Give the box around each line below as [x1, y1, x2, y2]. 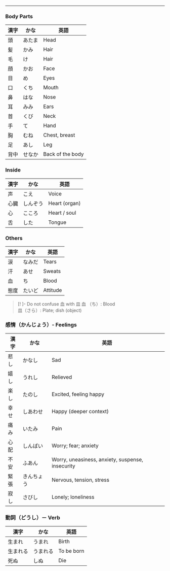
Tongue [48, 219, 67, 226]
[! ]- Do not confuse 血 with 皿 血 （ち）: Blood [17, 300, 115, 307]
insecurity [51, 462, 75, 469]
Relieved [51, 374, 72, 381]
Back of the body [43, 151, 84, 158]
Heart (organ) [48, 199, 81, 207]
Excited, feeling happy [51, 391, 105, 398]
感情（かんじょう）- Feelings [5, 321, 77, 328]
